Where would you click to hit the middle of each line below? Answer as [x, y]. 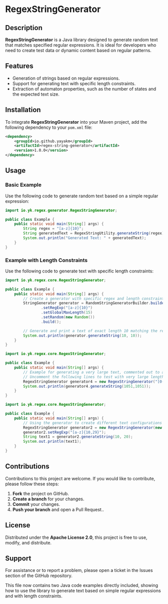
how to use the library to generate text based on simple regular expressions [83, 591]
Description [24, 28]
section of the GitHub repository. [39, 576]
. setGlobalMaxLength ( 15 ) [67, 313]
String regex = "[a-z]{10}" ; [53, 229]
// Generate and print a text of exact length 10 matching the [90, 331]
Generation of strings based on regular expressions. [66, 78]
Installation [23, 110]
